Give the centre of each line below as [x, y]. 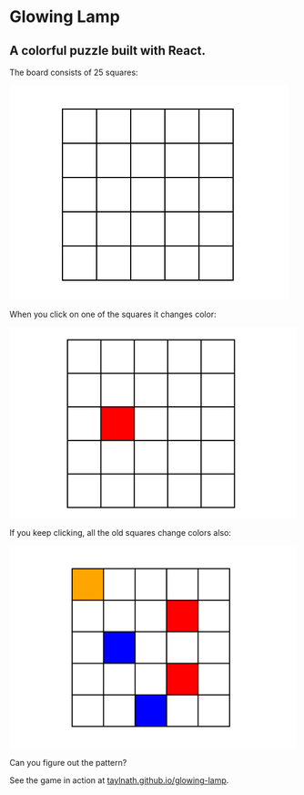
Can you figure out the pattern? [68, 763]
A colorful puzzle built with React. [108, 51]
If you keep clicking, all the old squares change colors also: [121, 532]
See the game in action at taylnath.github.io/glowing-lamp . [119, 780]
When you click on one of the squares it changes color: [113, 314]
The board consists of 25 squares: [74, 72]
